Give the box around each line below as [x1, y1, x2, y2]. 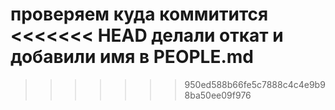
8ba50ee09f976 [184, 89, 252, 101]
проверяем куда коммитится [10, 3, 269, 26]
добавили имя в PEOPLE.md [10, 46, 254, 68]
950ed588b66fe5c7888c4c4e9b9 [184, 78, 326, 90]
